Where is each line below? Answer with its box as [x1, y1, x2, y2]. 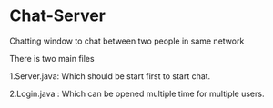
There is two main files [9, 53, 95, 64]
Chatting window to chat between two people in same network [9, 35, 245, 46]
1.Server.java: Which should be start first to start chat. [9, 70, 211, 82]
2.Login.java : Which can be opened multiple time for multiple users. [9, 88, 265, 99]
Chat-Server [9, 5, 106, 26]
